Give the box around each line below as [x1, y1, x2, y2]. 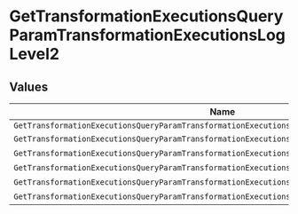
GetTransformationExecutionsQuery [9, 6, 284, 27]
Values [9, 79, 49, 94]
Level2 [9, 44, 60, 64]
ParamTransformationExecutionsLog [9, 25, 286, 45]
